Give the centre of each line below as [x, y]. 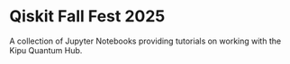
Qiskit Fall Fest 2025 [87, 16]
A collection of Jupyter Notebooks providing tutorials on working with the [145, 41]
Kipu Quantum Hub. [46, 50]
